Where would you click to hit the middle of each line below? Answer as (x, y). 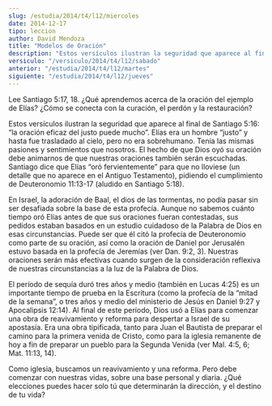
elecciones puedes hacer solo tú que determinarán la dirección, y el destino (135, 386)
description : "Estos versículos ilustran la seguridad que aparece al (130, 53)
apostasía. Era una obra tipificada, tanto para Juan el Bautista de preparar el (136, 327)
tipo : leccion (32, 31)
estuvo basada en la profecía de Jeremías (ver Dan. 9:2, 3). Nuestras (123, 251)
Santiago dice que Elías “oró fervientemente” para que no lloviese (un (124, 166)
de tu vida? (27, 395)
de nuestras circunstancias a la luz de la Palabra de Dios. (104, 268)
